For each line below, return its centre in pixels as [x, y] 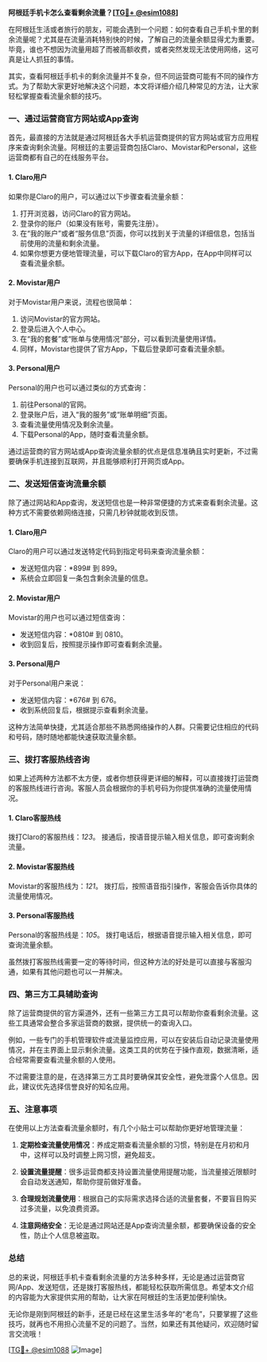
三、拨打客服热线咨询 [49, 759]
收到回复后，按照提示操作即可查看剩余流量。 [93, 644]
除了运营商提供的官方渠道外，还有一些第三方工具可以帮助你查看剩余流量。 [130, 1013]
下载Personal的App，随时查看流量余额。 [86, 434]
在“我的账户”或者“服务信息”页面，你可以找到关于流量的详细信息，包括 [134, 233]
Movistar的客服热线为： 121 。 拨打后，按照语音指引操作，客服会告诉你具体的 [133, 886]
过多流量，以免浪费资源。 [62, 1208]
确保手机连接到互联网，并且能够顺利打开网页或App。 [102, 461]
